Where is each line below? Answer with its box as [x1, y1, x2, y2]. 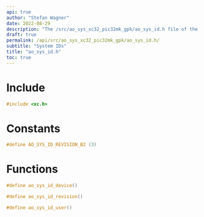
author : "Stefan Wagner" [6, 15, 70, 21]
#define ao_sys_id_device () [6, 183, 78, 189]
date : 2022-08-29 [6, 20, 51, 26]
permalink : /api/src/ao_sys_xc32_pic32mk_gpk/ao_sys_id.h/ [6, 37, 160, 43]
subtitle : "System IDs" [6, 43, 67, 50]
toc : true [6, 54, 32, 61]
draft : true [6, 32, 37, 38]
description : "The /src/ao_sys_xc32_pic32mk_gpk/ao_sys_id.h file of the [6, 26, 199, 32]
